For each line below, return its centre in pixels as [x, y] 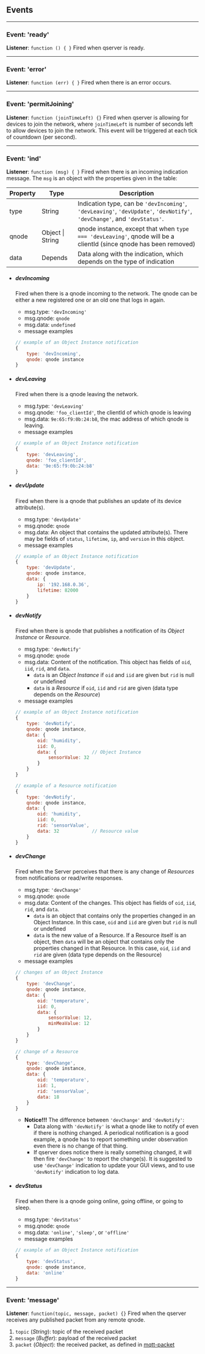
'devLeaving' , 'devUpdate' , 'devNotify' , [135, 211]
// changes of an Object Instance [59, 972]
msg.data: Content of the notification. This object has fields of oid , [108, 662]
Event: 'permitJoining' [40, 104]
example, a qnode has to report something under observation [110, 1139]
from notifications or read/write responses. [69, 878]
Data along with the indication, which [130, 254]
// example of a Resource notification [66, 786]
